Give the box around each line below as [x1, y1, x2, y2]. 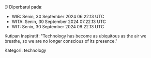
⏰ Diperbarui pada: [4, 4, 43, 10]
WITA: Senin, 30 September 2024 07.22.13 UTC [11, 19, 106, 24]
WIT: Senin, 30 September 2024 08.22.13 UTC [11, 24, 105, 29]
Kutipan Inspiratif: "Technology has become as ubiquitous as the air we [4, 33, 147, 39]
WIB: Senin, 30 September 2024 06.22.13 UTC [11, 14, 105, 19]
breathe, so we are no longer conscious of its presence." [4, 38, 118, 44]
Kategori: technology [4, 47, 46, 53]
